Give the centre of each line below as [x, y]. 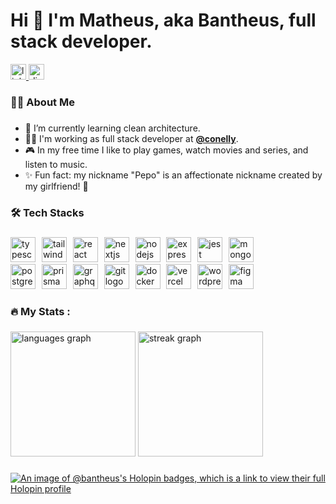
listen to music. [56, 164]
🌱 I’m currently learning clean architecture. [112, 128]
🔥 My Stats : [40, 311]
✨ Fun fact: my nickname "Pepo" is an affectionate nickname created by [173, 175]
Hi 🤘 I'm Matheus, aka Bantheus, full [163, 20]
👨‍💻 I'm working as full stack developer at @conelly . [131, 138]
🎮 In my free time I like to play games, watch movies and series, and [166, 150]
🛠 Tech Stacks [47, 212]
